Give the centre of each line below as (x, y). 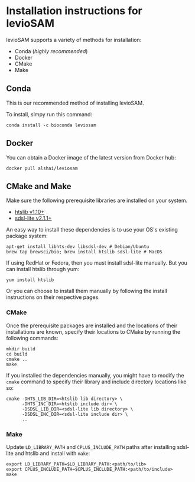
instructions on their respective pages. (53, 297)
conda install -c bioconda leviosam (51, 125)
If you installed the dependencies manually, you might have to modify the (95, 375)
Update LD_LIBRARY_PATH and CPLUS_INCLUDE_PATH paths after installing (91, 447)
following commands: (32, 338)
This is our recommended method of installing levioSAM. (75, 103)
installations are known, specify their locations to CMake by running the (93, 331)
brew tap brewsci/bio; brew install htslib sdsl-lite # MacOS (84, 252)
